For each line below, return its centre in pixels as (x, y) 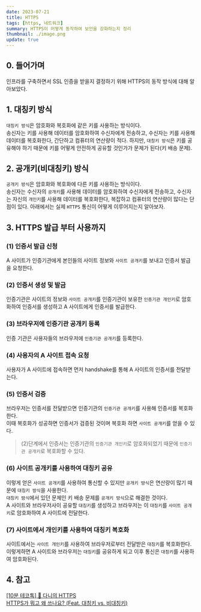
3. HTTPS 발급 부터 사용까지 (56, 227)
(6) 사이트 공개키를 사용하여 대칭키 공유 (59, 468)
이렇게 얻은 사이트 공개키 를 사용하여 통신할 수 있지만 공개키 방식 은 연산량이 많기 (96, 483)
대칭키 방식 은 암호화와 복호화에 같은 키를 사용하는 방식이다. (74, 125)
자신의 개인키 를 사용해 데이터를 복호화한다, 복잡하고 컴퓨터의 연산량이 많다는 (100, 199)
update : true (22, 40)
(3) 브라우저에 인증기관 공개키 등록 (53, 324)
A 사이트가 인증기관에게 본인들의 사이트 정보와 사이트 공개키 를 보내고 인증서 (93, 261)
